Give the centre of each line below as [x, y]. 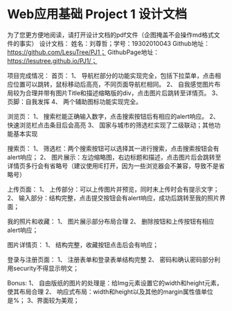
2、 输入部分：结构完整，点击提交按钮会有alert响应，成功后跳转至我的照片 [113, 198]
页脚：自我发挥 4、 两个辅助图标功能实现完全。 [74, 101]
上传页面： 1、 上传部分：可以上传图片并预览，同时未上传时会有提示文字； [113, 189]
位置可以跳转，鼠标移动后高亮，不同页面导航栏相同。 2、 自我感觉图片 [114, 84]
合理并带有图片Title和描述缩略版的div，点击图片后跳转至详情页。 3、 [123, 93]
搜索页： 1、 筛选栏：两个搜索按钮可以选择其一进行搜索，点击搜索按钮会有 [113, 148]
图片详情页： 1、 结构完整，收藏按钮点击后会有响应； [83, 244]
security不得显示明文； [46, 268]
